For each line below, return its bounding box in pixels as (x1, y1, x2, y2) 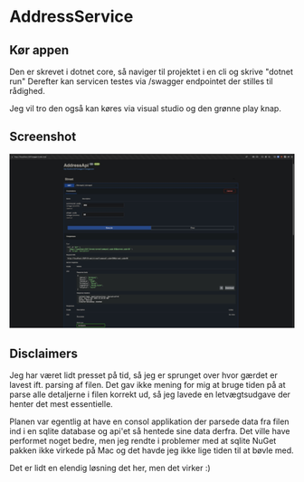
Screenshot (9, 129, 77, 145)
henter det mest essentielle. (9, 399, 113, 410)
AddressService (9, 6, 134, 27)
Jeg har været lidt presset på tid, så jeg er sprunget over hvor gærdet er (9, 370, 278, 381)
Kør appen (9, 43, 70, 58)
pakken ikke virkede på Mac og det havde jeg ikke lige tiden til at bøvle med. (9, 445, 294, 456)
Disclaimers (9, 345, 79, 361)
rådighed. (9, 86, 45, 96)
